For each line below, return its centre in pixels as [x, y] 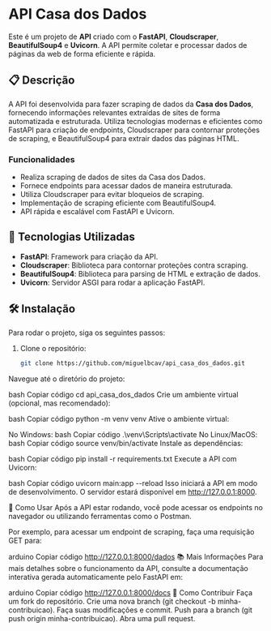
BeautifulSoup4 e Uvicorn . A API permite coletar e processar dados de [128, 45]
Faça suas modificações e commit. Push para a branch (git [155, 610]
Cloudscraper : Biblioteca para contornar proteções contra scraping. [134, 265]
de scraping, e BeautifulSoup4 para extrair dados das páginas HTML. [124, 138]
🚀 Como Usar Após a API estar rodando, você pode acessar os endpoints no [136, 507]
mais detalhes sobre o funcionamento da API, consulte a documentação [129, 568]
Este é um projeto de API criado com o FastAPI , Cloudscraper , [114, 36]
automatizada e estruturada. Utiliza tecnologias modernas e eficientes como [135, 121]
